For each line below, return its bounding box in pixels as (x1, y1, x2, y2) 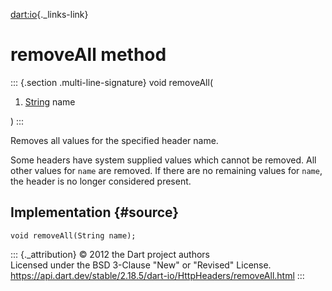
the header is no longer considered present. (10, 175, 192, 187)
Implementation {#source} (10, 204, 180, 221)
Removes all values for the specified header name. (10, 134, 219, 146)
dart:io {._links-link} (10, 9, 89, 20)
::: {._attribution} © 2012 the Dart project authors (10, 248, 210, 260)
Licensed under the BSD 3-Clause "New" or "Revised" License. (10, 259, 272, 271)
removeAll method (10, 44, 167, 66)
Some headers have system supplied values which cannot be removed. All (10, 154, 317, 166)
